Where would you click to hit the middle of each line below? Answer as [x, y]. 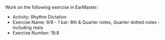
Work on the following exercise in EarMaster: [52, 7]
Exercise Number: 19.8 [36, 33]
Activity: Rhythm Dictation [39, 17]
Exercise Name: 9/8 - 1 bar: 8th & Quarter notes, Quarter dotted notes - [86, 22]
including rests [28, 27]
